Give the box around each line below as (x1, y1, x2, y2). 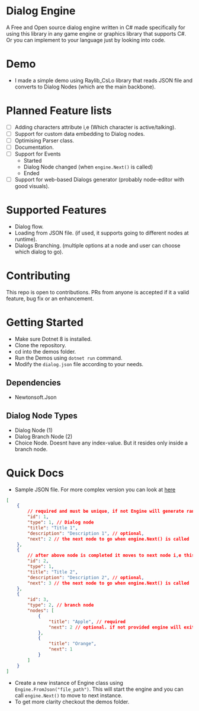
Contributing (6, 269, 70, 283)
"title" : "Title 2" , (27, 569, 78, 575)
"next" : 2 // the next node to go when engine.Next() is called (27, 536, 190, 542)
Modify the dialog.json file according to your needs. (14, 361, 144, 367)
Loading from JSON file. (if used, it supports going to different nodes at (14, 230, 189, 237)
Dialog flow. (14, 223, 44, 230)
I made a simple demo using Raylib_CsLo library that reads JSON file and (14, 77, 193, 84)
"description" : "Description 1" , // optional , (27, 530, 145, 537)
